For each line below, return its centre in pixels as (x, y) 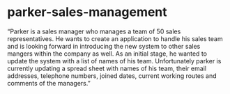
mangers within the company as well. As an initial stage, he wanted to (107, 54)
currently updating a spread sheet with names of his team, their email (107, 68)
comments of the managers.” (49, 83)
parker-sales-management (87, 12)
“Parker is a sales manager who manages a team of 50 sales (94, 31)
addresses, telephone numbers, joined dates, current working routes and (112, 76)
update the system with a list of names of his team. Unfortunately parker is (114, 61)
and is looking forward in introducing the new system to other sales (104, 46)
